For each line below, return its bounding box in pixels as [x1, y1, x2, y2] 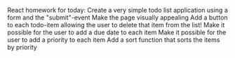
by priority [7, 43, 37, 51]
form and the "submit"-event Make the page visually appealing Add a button [7, 13, 228, 22]
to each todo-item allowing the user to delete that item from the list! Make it [7, 21, 225, 29]
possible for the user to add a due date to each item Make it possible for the [7, 28, 227, 36]
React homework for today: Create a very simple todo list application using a [7, 6, 228, 14]
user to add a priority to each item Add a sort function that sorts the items [7, 36, 220, 44]
